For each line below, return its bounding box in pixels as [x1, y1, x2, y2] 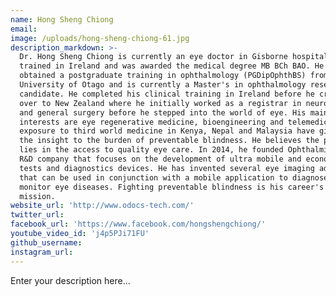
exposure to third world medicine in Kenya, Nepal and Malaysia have [19, 126, 315, 136]
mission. [19, 191, 56, 201]
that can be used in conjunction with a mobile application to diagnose [19, 172, 329, 183]
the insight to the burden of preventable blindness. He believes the [19, 136, 320, 146]
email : [10, 24, 38, 34]
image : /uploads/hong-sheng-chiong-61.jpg [10, 33, 190, 43]
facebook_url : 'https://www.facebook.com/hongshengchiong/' [10, 219, 267, 230]
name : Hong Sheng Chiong [10, 14, 114, 25]
